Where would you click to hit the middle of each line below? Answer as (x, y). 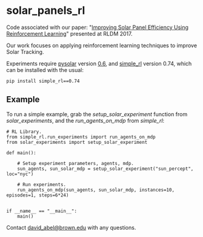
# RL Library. (24, 131)
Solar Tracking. (25, 51)
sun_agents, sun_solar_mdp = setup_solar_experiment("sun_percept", (105, 169)
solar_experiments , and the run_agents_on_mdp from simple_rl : (85, 120)
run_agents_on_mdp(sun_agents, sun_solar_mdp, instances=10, (96, 190)
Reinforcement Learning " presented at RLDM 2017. (69, 33)
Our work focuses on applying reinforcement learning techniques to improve (102, 45)
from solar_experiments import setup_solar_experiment (77, 142)
